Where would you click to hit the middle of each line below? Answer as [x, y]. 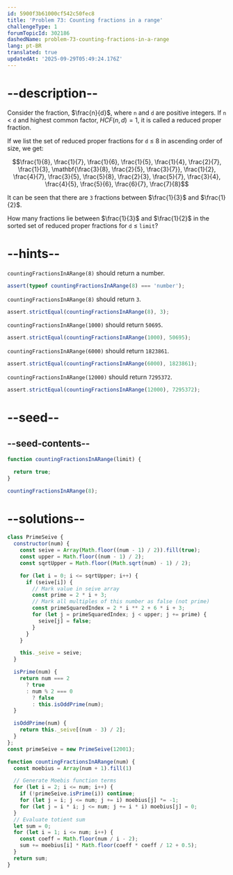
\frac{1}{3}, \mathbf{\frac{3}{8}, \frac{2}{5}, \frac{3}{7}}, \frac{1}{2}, [117, 169]
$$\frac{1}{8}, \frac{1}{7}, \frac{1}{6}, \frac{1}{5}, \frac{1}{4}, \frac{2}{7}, [117, 161]
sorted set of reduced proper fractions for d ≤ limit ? [83, 225]
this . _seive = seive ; [51, 653]
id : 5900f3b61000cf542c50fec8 [51, 14]
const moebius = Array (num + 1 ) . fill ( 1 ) [73, 768]
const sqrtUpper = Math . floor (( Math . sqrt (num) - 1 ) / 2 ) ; [105, 563]
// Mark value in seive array [76, 588]
